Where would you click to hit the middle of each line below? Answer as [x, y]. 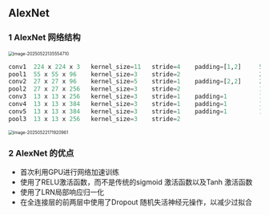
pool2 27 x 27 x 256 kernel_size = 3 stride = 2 [94, 89]
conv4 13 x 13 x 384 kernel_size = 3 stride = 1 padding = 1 [118, 104]
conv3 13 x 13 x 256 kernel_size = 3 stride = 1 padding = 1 [118, 97]
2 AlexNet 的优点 [41, 153]
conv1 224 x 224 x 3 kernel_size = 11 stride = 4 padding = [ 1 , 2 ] [125, 67]
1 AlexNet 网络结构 [44, 38]
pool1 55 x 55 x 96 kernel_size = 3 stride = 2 [94, 74]
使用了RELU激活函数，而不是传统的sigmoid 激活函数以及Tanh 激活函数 [136, 182]
